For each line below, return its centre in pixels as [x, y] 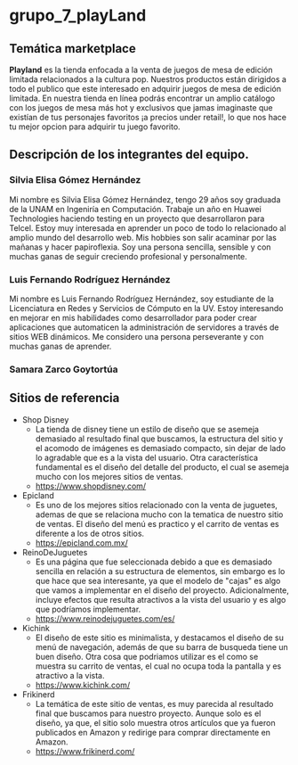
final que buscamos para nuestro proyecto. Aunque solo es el [148, 713]
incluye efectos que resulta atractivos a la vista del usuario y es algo [161, 599]
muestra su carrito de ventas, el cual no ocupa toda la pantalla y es [158, 666]
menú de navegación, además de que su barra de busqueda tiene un [162, 646]
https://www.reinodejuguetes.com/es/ [105, 618]
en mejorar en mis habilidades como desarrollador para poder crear [133, 317]
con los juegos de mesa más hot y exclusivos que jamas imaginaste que [141, 107]
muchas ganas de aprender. [60, 346]
